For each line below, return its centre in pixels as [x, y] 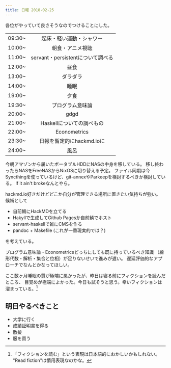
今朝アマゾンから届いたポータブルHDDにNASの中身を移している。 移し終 [82, 164]
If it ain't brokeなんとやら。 [44, 183]
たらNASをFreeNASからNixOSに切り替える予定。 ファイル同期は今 [80, 170]
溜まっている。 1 [22, 288]
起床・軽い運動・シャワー [72, 38]
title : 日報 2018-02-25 [30, 10]
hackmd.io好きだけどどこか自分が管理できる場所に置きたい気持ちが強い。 [83, 194]
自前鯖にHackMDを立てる [40, 211]
